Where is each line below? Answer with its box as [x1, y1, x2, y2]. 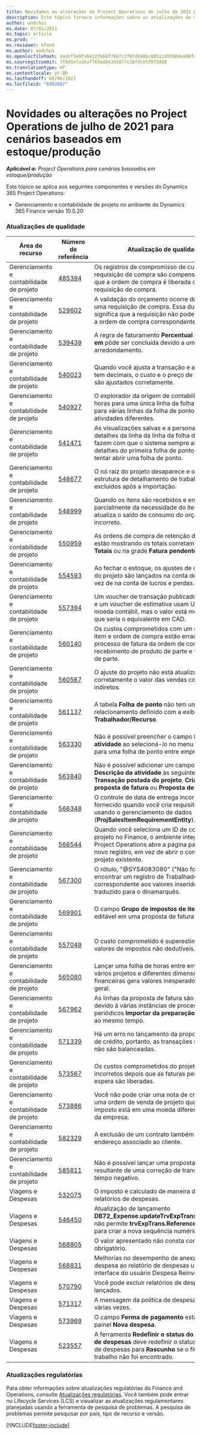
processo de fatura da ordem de [94, 639, 185, 648]
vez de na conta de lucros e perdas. [94, 579, 195, 587]
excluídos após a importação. [94, 482, 177, 491]
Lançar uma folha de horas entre [94, 962, 185, 970]
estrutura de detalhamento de [94, 475, 178, 483]
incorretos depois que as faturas [94, 1070, 185, 1078]
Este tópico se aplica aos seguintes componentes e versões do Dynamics [6, 183, 188, 190]
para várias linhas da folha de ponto [94, 407, 195, 415]
